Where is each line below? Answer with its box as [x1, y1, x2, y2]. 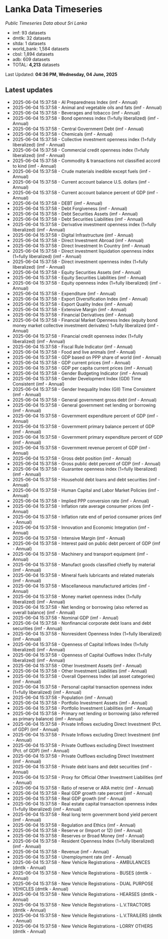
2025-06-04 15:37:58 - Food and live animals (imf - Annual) [12, 349, 136, 355]
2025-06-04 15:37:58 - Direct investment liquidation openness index [12, 248, 154, 254]
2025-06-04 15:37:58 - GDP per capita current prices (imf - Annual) [12, 365, 153, 371]
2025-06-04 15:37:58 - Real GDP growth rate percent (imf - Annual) [12, 790, 152, 796]
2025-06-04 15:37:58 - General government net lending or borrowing [12, 402, 156, 408]
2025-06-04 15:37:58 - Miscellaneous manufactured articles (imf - [12, 583, 150, 589]
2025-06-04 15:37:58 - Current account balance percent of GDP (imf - [12, 189, 158, 196]
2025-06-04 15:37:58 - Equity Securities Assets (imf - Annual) [12, 269, 141, 275]
